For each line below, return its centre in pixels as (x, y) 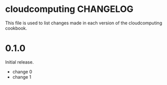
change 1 (22, 77)
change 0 (22, 72)
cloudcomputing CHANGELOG (69, 9)
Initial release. (19, 62)
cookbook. (16, 28)
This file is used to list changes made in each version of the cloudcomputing (84, 23)
